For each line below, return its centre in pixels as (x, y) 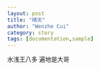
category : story (30, 33)
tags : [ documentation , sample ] (51, 39)
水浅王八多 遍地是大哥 (38, 60)
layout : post (26, 13)
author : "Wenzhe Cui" (38, 26)
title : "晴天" (27, 20)
